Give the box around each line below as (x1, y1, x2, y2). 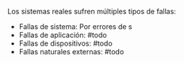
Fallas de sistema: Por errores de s (18, 22, 132, 31)
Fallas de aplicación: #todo (18, 31, 108, 39)
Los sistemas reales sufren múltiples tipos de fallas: (7, 7, 176, 16)
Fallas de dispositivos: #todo (18, 39, 113, 48)
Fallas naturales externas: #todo (18, 47, 125, 56)
